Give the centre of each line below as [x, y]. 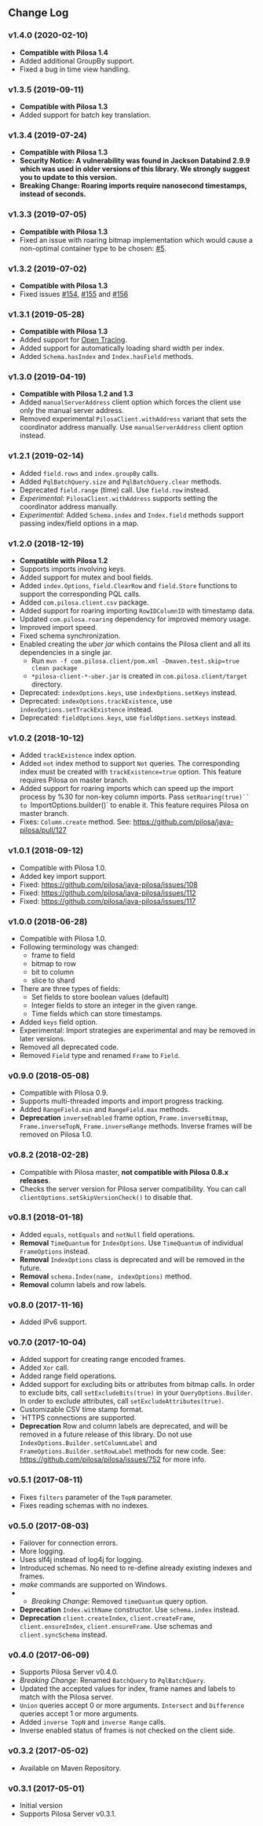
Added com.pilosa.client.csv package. [84, 602]
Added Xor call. [44, 1368]
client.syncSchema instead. [63, 1635]
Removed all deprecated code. [69, 1047]
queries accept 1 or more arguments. [79, 1714]
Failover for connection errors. [69, 1543]
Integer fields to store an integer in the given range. [114, 1005]
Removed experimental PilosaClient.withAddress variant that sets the [133, 419]
